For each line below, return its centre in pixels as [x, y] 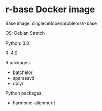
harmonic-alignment [34, 103]
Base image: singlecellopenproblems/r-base [51, 23]
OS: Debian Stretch [25, 33]
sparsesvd [23, 78]
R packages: [18, 62]
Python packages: [24, 93]
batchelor [22, 72]
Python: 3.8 [17, 43]
